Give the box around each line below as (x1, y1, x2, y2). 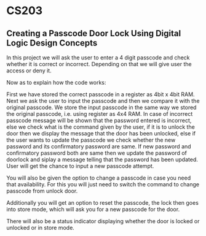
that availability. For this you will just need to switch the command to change (6, 181, 200, 188)
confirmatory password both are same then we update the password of (6, 150, 188, 156)
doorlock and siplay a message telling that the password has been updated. (6, 156, 198, 163)
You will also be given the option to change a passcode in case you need (6, 174, 191, 181)
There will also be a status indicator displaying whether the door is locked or (6, 218, 200, 224)
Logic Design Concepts (6, 37, 98, 48)
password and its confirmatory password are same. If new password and (6, 143, 192, 150)
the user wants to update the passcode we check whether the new (6, 136, 176, 143)
